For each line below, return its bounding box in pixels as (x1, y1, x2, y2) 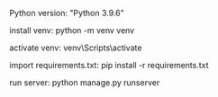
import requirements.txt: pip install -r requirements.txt (9, 60, 209, 70)
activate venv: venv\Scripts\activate (9, 42, 142, 53)
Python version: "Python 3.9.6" (9, 8, 124, 18)
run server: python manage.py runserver (9, 77, 160, 88)
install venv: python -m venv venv (9, 25, 135, 35)
